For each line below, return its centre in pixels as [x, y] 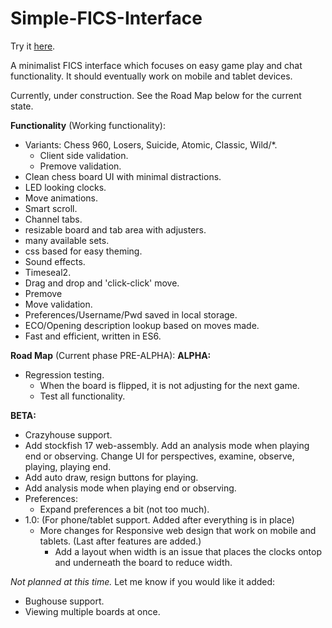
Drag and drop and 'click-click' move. [102, 283]
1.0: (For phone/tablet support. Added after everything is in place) [159, 519]
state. [22, 106]
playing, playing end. [68, 466]
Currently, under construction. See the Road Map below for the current [156, 95]
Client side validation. [84, 155]
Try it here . [33, 46]
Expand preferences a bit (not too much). [124, 509]
